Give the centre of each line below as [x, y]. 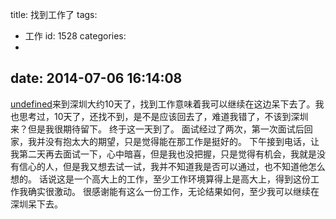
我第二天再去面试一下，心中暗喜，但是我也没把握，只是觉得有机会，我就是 [163, 154]
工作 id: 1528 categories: [75, 36]
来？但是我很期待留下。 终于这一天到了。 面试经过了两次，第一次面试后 [157, 129]
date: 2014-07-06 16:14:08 [96, 78]
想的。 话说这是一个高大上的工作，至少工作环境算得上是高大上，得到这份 [160, 179]
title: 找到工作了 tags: [54, 14]
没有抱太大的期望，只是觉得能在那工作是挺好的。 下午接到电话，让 [182, 141]
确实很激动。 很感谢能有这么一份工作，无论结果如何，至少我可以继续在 [173, 191]
